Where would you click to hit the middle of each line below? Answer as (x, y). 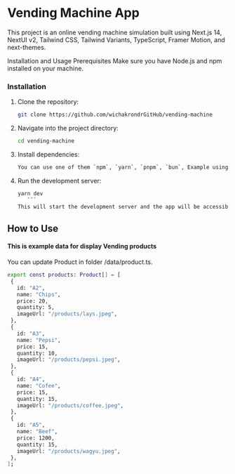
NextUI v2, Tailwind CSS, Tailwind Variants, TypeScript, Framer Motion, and (116, 39)
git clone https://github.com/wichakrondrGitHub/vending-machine (115, 115)
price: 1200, (35, 438)
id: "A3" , (31, 334)
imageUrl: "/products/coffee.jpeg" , (70, 405)
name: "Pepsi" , (39, 340)
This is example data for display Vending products (82, 246)
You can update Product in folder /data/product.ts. (80, 262)
